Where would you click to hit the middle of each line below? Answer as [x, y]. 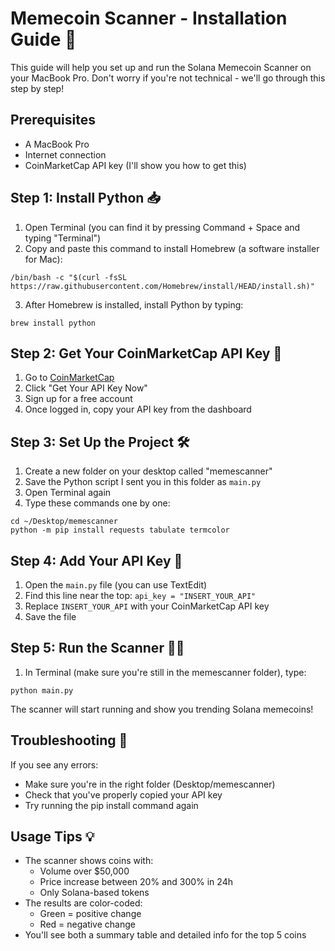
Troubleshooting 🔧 [69, 740]
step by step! [37, 88]
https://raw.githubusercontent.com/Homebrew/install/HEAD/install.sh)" [162, 286]
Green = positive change [90, 914]
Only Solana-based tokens [94, 893]
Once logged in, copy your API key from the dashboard [138, 409]
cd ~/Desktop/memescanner [64, 522]
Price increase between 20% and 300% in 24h [136, 882]
